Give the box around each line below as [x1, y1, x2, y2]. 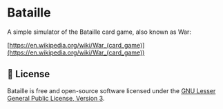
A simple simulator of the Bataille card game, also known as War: [7, 28, 192, 36]
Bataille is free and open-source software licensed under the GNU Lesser [7, 86, 216, 95]
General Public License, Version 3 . [7, 94, 105, 102]
